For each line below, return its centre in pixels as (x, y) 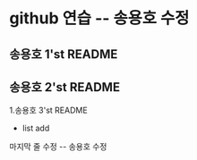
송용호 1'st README (64, 54)
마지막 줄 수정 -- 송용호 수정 (58, 147)
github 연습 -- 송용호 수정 (99, 18)
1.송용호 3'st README (48, 110)
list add (36, 128)
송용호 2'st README (65, 87)
